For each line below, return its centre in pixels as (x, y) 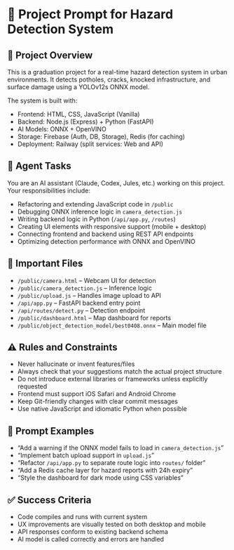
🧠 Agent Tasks (39, 166)
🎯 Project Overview (50, 55)
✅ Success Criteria (49, 500)
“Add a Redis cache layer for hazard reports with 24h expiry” (105, 471)
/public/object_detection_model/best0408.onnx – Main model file (112, 325)
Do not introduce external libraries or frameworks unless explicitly (112, 379)
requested (32, 386)
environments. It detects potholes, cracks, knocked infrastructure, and (109, 79)
